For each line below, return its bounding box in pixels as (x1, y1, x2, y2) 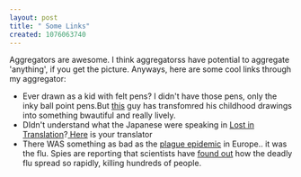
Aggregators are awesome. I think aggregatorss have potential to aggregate (9, 55, 290, 66)
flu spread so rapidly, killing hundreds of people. (22, 158, 202, 169)
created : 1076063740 (9, 30, 87, 39)
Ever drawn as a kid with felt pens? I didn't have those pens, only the (22, 91, 278, 102)
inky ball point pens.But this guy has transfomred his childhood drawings (22, 101, 293, 111)
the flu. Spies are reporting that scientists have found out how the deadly (22, 148, 293, 159)
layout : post (9, 13, 58, 22)
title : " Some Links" (9, 22, 91, 31)
